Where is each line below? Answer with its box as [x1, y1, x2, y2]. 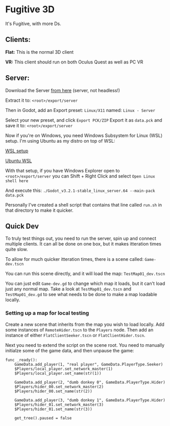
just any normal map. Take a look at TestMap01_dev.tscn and [5, 286, 132, 292]
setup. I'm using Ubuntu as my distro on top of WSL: [5, 138, 115, 144]
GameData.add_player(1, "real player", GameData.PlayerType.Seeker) [14, 362, 163, 367]
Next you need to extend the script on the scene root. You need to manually [5, 342, 165, 348]
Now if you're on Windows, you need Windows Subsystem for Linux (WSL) [5, 132, 163, 139]
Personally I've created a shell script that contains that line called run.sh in [5, 201, 162, 208]
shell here [5, 178, 29, 184]
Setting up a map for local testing [5, 309, 89, 317]
